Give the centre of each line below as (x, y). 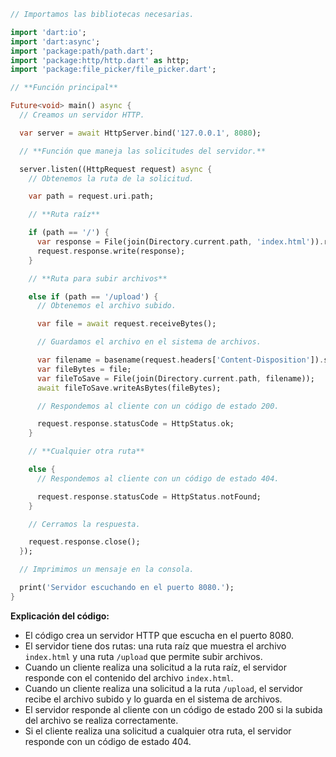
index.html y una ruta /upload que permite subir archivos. (143, 656)
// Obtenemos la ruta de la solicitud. (111, 178)
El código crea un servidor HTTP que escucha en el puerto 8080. (159, 635)
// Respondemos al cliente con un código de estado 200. (158, 406)
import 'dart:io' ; (48, 32)
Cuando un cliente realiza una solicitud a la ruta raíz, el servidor (155, 667)
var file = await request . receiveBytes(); (126, 324)
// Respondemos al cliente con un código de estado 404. (158, 478)
